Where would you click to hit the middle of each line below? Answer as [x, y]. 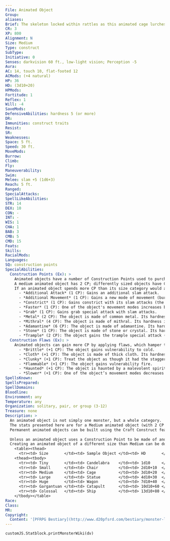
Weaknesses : [18, 138]
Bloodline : [17, 392]
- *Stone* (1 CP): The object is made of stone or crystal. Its [88, 331]
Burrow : [13, 156]
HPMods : [13, 90]
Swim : [11, 175]
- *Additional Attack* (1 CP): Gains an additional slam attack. [89, 293]
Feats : [12, 246]
